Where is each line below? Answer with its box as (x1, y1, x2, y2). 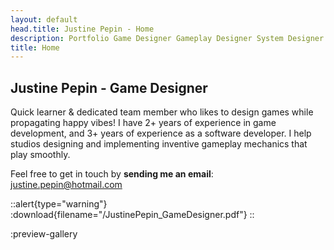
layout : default (10, 14, 78, 25)
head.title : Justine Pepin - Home (10, 24, 155, 34)
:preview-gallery (10, 228, 78, 240)
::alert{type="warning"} (10, 198, 108, 210)
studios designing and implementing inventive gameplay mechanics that (10, 138, 308, 150)
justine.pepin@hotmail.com (10, 179, 123, 191)
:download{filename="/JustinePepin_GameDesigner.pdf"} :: (10, 209, 255, 221)
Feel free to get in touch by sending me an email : (10, 168, 214, 180)
